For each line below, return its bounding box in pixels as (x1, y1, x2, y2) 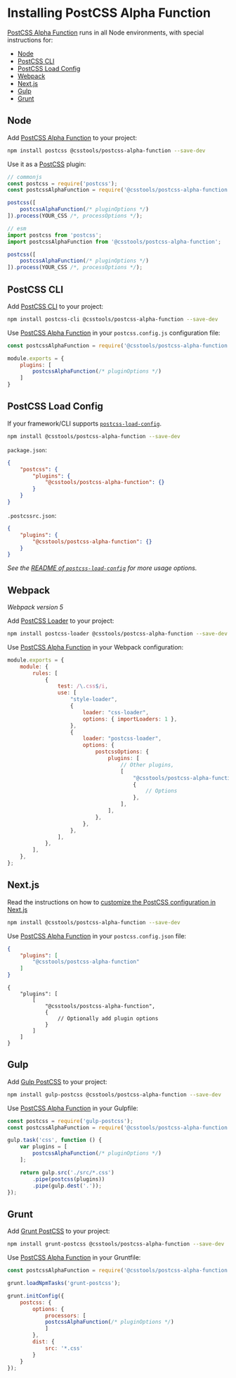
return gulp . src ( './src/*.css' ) (20, 1169, 114, 1176)
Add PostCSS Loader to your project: (7, 616, 114, 625)
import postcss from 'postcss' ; (7, 231, 102, 239)
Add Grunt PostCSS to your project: (7, 1227, 110, 1236)
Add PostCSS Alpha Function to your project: (7, 133, 138, 142)
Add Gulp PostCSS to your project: (7, 1077, 107, 1086)
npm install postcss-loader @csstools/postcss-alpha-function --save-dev (7, 631, 228, 638)
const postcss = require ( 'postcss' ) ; (7, 180, 118, 187)
